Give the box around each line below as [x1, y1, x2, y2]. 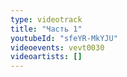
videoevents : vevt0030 [10, 42, 105, 53]
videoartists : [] [10, 52, 83, 62]
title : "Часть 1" [10, 24, 83, 34]
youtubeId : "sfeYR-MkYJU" [10, 33, 118, 43]
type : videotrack [10, 14, 83, 25]
